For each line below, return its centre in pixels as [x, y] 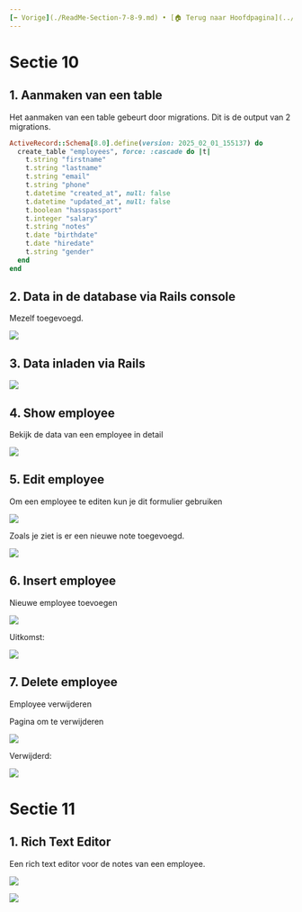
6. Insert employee [63, 581]
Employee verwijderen [51, 704]
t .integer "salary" [62, 218]
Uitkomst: [27, 637]
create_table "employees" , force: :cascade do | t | [114, 151]
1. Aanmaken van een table [86, 95]
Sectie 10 [44, 62]
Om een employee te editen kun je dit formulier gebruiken [116, 501]
